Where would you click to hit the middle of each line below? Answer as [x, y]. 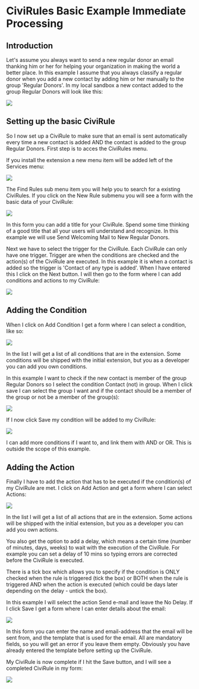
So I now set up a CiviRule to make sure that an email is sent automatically [97, 136]
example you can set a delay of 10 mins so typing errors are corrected [92, 554]
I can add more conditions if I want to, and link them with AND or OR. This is [99, 442]
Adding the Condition [47, 310]
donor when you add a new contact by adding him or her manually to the [95, 79]
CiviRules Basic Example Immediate [96, 11]
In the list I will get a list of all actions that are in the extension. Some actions [99, 517]
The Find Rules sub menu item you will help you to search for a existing [93, 189]
